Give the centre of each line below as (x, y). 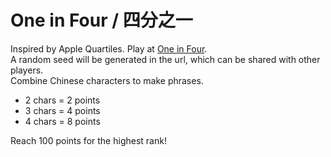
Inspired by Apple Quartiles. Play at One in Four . (109, 48)
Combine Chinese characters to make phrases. (107, 80)
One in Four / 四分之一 (101, 20)
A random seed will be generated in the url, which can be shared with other (165, 59)
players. (27, 70)
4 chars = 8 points (62, 121)
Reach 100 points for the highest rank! (88, 140)
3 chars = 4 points (62, 110)
